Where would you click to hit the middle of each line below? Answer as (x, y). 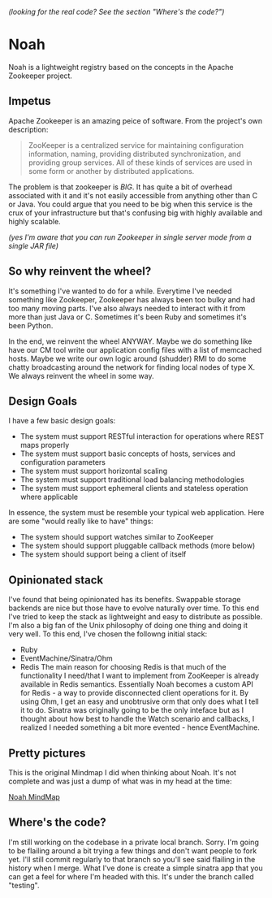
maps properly (45, 445)
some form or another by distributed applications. (111, 171)
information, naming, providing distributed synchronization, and (134, 154)
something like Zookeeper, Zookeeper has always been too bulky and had (132, 299)
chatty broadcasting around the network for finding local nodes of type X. (132, 367)
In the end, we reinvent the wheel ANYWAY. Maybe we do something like (130, 341)
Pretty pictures (47, 753)
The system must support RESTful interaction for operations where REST (142, 436)
